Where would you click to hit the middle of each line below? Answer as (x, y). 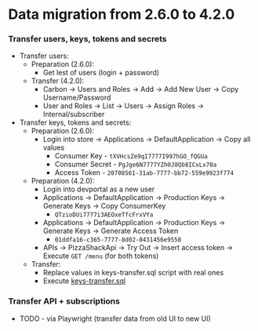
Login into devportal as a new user (99, 189)
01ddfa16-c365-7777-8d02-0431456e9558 (118, 240)
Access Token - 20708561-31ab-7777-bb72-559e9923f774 (144, 173)
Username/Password (77, 98)
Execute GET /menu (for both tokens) (101, 256)
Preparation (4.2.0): (63, 181)
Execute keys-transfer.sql (84, 281)
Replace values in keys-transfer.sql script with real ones (133, 273)
